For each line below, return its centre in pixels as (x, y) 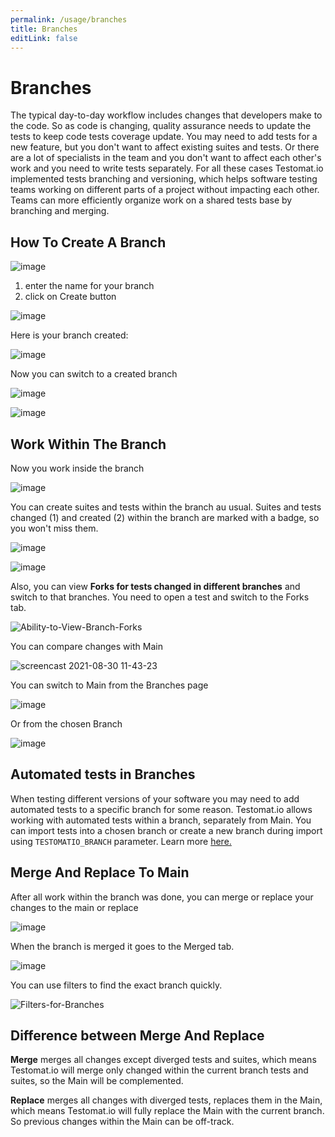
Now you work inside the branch (77, 468)
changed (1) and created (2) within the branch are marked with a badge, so (165, 517)
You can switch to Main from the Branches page (109, 685)
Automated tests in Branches (103, 774)
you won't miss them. (54, 528)
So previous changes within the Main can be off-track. (122, 1122)
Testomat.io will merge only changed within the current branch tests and (159, 1070)
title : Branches (44, 29)
